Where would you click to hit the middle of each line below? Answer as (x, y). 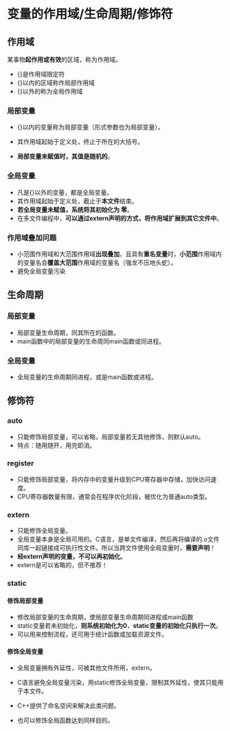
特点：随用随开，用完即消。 (56, 445)
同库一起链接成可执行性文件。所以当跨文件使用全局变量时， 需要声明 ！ (116, 548)
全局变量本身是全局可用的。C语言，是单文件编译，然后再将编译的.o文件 (118, 539)
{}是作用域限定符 (41, 74)
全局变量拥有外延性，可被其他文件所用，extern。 (86, 668)
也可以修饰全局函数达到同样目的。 (65, 721)
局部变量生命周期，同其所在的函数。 (68, 332)
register (21, 463)
